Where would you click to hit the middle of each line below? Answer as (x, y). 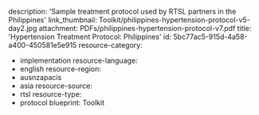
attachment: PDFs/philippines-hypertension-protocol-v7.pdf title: (145, 28)
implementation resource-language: (78, 60)
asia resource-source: (56, 86)
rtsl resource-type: (51, 94)
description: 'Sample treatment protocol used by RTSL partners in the (122, 11)
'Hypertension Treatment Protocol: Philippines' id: (90, 36)
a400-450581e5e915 (43, 45)
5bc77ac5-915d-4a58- (211, 36)
